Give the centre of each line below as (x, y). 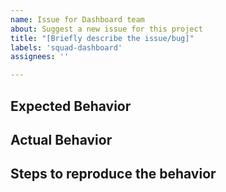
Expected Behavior (71, 106)
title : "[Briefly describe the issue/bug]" (102, 38)
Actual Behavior (61, 139)
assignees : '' (40, 57)
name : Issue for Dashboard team (77, 19)
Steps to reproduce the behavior (113, 174)
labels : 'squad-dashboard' (66, 47)
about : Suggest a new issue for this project (106, 29)
